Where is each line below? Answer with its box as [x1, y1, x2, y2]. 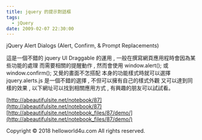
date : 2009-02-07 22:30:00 [6, 25, 74, 32]
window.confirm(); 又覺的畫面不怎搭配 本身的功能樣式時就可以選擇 [6, 70, 171, 77]
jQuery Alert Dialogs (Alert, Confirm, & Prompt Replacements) [6, 42, 159, 49]
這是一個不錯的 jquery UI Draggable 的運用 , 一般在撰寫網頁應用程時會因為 [6, 55, 191, 62]
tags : [6, 14, 20, 20]
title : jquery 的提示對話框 [6, 8, 71, 15]
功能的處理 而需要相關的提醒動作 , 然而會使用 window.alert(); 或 [11, 62, 169, 69]
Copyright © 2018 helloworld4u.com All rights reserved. [6, 127, 146, 135]
